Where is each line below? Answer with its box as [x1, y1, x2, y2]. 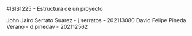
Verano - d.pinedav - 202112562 [6, 23, 88, 30]
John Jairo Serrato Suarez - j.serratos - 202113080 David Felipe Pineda [6, 17, 186, 23]
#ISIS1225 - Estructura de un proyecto [6, 5, 103, 12]
